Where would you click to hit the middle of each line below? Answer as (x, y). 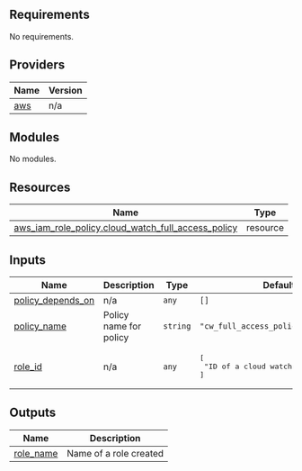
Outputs (33, 413)
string (177, 326)
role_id (28, 367)
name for (122, 326)
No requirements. (42, 36)
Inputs (28, 260)
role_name (36, 453)
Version (65, 90)
